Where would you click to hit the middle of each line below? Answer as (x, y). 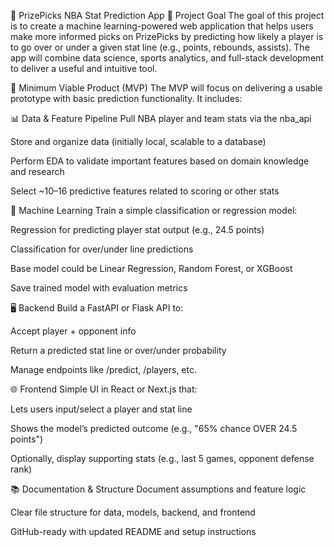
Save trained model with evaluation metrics (99, 288)
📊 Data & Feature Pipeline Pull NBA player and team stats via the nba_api (161, 118)
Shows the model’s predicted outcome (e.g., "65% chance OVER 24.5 (154, 428)
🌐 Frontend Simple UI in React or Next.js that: (104, 389)
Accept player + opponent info (73, 331)
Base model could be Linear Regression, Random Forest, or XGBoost (151, 268)
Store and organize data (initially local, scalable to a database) (138, 141)
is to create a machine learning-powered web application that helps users (162, 26)
